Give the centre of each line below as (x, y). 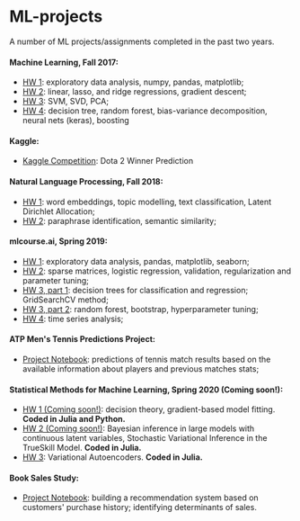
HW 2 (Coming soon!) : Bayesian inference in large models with (138, 428)
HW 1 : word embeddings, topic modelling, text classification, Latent (147, 202)
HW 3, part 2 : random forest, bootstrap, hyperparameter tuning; (140, 309)
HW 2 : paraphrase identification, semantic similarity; (119, 220)
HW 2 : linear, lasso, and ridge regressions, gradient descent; (134, 92)
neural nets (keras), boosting (75, 121)
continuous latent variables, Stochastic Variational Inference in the (145, 438)
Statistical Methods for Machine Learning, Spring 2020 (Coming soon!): (146, 390)
